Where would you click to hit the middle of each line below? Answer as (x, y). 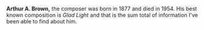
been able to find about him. (42, 21)
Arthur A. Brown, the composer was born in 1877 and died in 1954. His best (102, 9)
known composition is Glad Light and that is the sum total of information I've (102, 15)
